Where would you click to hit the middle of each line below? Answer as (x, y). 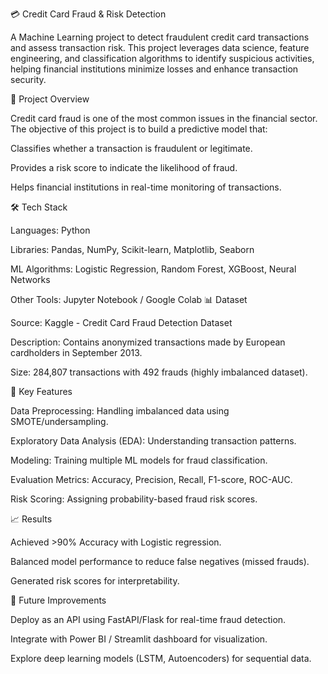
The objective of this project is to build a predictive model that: (139, 129)
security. (28, 79)
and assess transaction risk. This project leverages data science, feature (160, 47)
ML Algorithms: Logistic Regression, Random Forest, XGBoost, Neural (153, 269)
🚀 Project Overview (50, 99)
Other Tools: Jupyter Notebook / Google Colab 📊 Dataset (129, 299)
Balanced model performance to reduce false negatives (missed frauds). (160, 561)
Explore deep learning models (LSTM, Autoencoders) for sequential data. (161, 658)
